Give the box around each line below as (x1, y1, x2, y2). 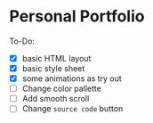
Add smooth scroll (21, 94, 90, 104)
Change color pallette (21, 83, 102, 94)
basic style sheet (21, 63, 85, 73)
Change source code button (21, 103, 124, 114)
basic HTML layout (21, 53, 92, 63)
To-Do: (9, 36, 36, 46)
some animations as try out (21, 73, 122, 84)
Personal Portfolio (9, 6, 145, 27)
